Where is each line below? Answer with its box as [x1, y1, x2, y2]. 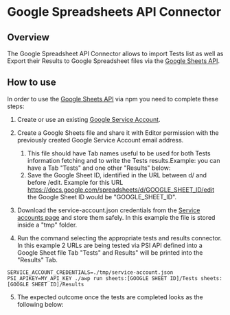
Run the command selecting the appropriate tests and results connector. [16, 234, 222, 242]
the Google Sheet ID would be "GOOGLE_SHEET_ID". [27, 192, 177, 201]
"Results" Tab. [16, 255, 58, 264]
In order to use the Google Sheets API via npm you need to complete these [7, 94, 218, 103]
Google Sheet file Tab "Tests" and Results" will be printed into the [16, 248, 203, 257]
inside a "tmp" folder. [16, 220, 78, 229]
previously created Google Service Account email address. [16, 136, 184, 144]
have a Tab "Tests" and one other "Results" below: [27, 164, 171, 172]
